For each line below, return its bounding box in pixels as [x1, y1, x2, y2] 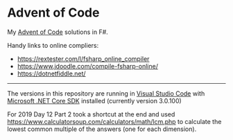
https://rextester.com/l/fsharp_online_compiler [17, 54, 150, 63]
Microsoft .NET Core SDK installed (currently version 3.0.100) [7, 96, 182, 105]
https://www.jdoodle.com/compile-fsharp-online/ [17, 62, 158, 70]
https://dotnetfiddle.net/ [17, 69, 86, 78]
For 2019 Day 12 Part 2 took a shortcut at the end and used [7, 110, 175, 119]
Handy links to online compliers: [7, 41, 99, 49]
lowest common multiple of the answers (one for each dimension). [7, 125, 197, 133]
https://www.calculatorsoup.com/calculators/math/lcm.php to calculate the [7, 117, 222, 125]
